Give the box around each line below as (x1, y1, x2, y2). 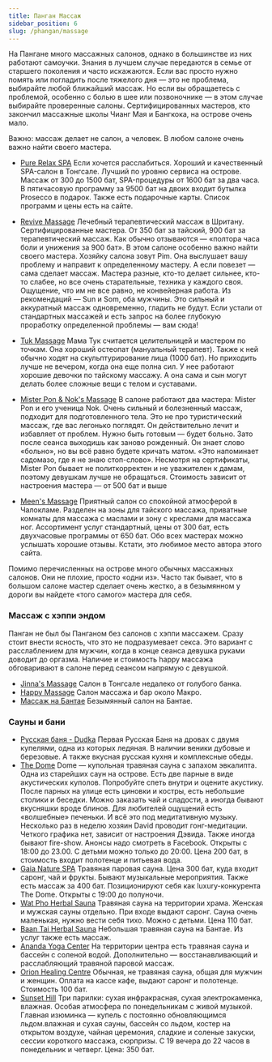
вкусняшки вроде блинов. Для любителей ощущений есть (19, 803, 223, 813)
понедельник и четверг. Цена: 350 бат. (19, 1044, 155, 1054)
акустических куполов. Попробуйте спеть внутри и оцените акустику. (19, 777, 265, 787)
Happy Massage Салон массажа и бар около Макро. (19, 687, 202, 697)
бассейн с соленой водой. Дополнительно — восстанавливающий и (19, 949, 258, 959)
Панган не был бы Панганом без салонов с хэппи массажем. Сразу (8, 628, 244, 638)
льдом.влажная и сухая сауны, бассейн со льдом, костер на (19, 1018, 231, 1028)
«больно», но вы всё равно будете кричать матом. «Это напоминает (19, 447, 259, 456)
